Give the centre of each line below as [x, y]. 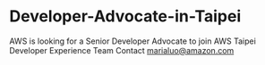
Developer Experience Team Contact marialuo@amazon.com [122, 50]
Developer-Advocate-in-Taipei [125, 16]
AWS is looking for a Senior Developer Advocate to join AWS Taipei [133, 41]
